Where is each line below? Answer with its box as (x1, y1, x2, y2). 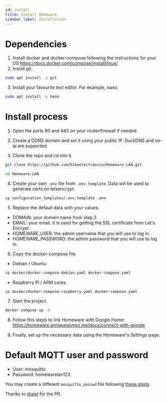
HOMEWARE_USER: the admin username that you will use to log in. (12, 230, 150, 236)
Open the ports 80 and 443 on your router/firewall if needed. (12, 128, 138, 134)
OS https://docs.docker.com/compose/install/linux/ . (12, 60, 119, 66)
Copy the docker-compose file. (12, 251, 77, 257)
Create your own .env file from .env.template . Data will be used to (12, 180, 149, 186)
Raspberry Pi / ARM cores (12, 279, 66, 285)
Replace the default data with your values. (12, 205, 99, 211)
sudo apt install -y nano (5, 94, 59, 99)
